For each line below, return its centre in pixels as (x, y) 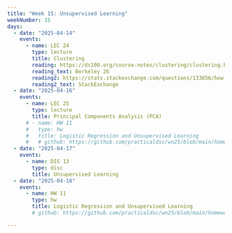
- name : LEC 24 (47, 46)
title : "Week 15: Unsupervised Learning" (68, 13)
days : (15, 26)
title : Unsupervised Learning (75, 174)
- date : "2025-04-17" (45, 149)
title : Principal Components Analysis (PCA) (97, 116)
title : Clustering (58, 59)
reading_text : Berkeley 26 (71, 71)
